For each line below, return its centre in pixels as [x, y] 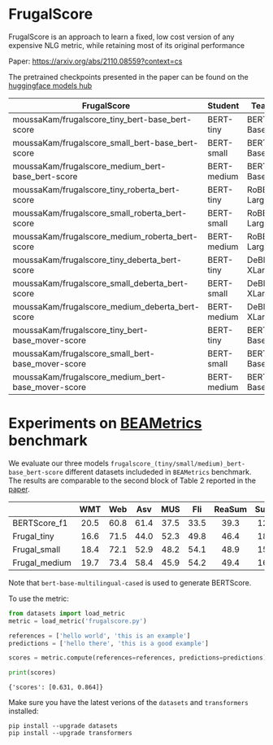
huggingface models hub [50, 85]
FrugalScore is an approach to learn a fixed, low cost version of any [121, 37]
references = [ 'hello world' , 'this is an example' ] [100, 636]
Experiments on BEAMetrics [105, 423]
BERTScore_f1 [40, 523]
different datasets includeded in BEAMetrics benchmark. [158, 471]
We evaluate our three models [59, 463]
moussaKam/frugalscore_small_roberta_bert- [100, 213]
